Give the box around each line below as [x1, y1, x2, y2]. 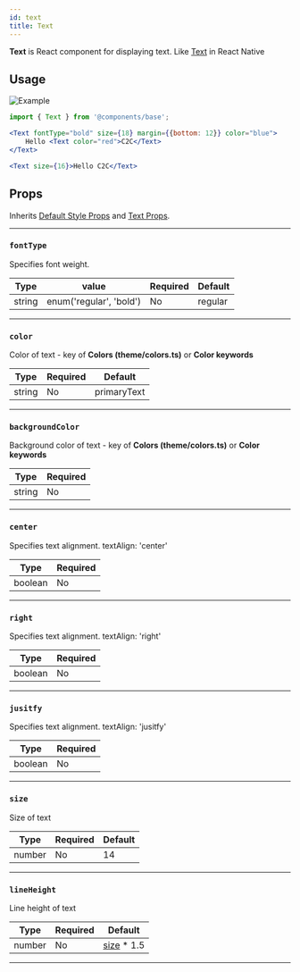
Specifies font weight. [9, 258, 90, 269]
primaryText [94, 386, 146, 398]
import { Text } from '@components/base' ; [9, 113, 170, 121]
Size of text [9, 812, 52, 823]
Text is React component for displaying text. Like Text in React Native [9, 46, 265, 56]
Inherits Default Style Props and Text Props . [9, 210, 171, 221]
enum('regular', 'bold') [46, 295, 141, 307]
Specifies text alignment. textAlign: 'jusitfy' [9, 721, 167, 733]
